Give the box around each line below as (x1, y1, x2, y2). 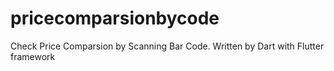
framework (10, 50, 56, 62)
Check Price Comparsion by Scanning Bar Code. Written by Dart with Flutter (10, 40, 325, 52)
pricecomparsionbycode (10, 7, 220, 30)
